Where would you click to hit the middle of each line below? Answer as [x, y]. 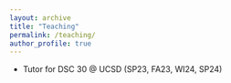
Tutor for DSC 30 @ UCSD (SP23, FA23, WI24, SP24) [122, 69]
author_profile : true [51, 43]
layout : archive [40, 18]
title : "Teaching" [44, 26]
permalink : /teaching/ [52, 35]
